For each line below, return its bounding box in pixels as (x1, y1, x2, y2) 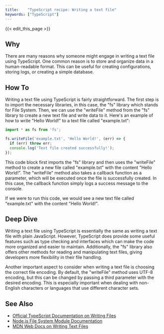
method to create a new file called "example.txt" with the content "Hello (5, 165, 153, 170)
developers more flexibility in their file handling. (5, 254, 102, 260)
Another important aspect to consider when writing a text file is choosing (5, 264, 155, 270)
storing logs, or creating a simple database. (5, 69, 94, 75)
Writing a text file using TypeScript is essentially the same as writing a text (5, 228, 158, 234)
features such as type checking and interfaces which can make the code (5, 239, 155, 245)
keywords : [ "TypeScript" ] (5, 12, 59, 17)
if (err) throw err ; (9, 141, 52, 146)
